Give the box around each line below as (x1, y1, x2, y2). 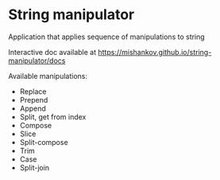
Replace (19, 86, 47, 96)
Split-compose (19, 137, 69, 147)
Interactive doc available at (8, 47, 97, 57)
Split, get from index (19, 112, 87, 121)
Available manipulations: (8, 71, 88, 80)
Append (19, 104, 46, 113)
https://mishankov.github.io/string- (98, 47, 212, 57)
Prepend (19, 95, 48, 104)
